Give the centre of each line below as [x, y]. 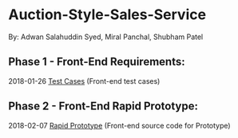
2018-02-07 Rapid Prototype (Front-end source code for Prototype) [119, 125]
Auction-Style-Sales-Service [107, 15]
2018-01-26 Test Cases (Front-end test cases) [84, 81]
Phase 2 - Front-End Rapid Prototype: [103, 106]
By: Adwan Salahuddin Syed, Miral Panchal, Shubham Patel [106, 37]
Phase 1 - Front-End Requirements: [97, 62]
